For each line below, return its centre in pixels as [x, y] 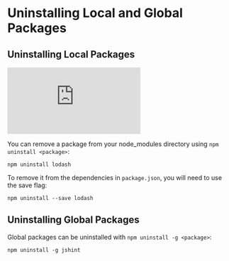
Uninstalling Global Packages [73, 220]
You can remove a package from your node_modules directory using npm [113, 144]
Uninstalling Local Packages [71, 54]
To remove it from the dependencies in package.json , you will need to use [114, 178]
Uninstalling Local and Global [95, 13]
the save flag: [27, 185]
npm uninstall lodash [39, 165]
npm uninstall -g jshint [44, 250]
